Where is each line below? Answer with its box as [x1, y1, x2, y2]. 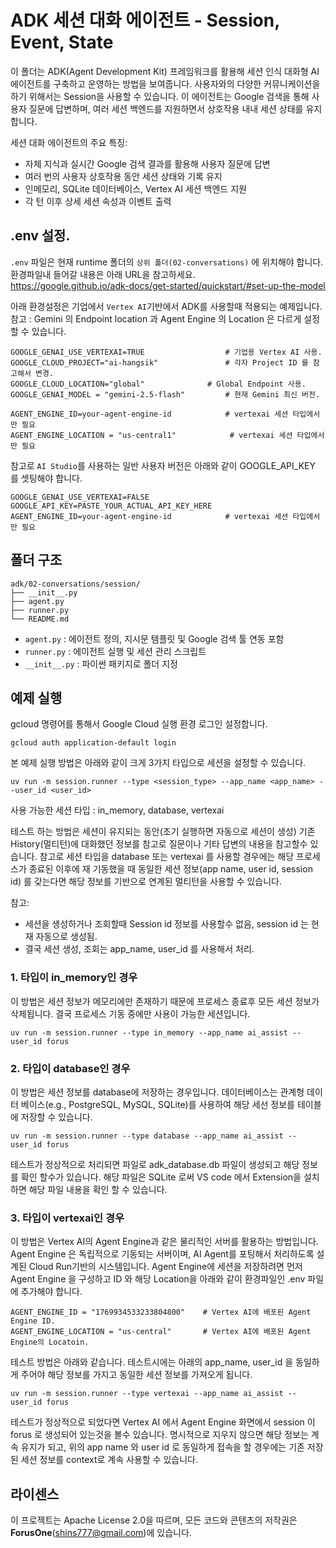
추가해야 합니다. [20, 1286, 83, 1298]
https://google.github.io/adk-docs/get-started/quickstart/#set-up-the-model [10, 279, 326, 291]
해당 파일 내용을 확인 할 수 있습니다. [28, 1183, 168, 1195]
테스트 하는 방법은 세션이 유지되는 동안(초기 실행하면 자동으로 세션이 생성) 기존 [10, 826, 316, 838]
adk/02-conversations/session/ [10, 579, 141, 589]
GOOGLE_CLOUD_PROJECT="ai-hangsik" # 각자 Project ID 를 [10, 357, 309, 368]
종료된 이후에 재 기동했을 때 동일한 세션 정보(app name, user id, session [28, 863, 313, 875]
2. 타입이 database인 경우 [10, 1061, 131, 1075]
